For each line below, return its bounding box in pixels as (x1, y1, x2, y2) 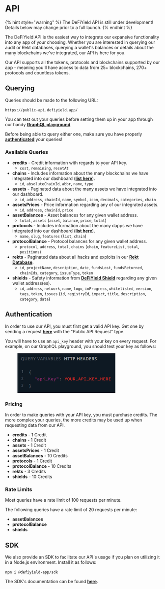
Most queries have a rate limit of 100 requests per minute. (5, 497, 122, 503)
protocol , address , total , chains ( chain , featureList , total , (19, 243, 140, 249)
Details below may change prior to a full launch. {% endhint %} (5, 24, 133, 30)
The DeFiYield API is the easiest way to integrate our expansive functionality (5, 34, 160, 40)
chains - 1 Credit (12, 437, 47, 443)
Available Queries (5, 148, 48, 155)
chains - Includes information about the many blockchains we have (12, 171, 149, 176)
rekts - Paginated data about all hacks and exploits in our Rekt (12, 254, 139, 260)
